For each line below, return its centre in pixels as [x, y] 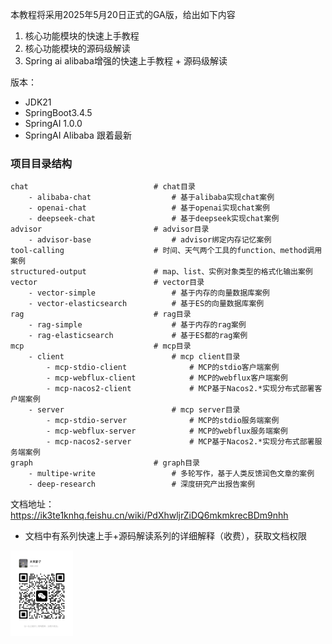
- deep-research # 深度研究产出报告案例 [141, 484]
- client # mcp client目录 [134, 357]
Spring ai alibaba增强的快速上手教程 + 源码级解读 [126, 61]
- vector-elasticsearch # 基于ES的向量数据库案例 [146, 304]
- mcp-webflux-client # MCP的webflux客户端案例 [167, 378]
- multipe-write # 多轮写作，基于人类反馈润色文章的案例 [171, 474]
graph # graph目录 [105, 463]
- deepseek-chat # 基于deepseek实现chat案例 [154, 219]
